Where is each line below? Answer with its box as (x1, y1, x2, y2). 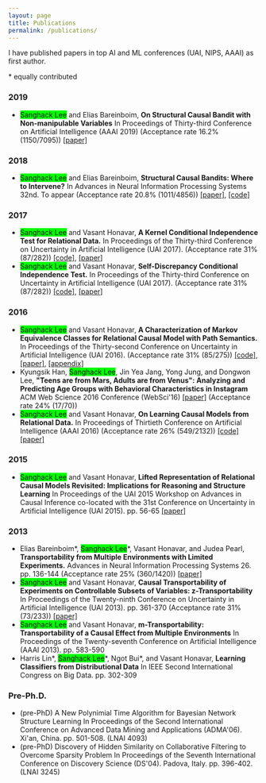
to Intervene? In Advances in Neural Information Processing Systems (19, 181, 248, 191)
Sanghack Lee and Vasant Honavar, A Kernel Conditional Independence (19, 228, 259, 237)
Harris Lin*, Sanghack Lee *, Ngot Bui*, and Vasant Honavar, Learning (19, 654, 246, 663)
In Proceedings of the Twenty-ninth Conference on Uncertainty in (19, 595, 235, 604)
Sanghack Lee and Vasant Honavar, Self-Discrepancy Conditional (19, 261, 238, 271)
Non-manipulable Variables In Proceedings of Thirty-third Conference (19, 118, 253, 128)
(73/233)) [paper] (19, 611, 78, 621)
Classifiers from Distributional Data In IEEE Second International (19, 662, 233, 672)
